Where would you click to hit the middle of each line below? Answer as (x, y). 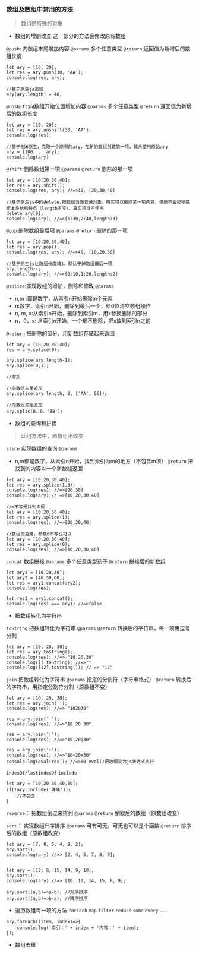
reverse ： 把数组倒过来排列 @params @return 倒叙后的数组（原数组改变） (94, 813)
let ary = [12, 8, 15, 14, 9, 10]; (50, 871)
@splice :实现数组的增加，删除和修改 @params (60, 286)
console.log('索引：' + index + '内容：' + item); (78, 928)
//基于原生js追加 (25, 89)
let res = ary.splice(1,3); (41, 485)
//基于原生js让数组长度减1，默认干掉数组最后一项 (59, 264)
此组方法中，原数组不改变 (52, 436)
